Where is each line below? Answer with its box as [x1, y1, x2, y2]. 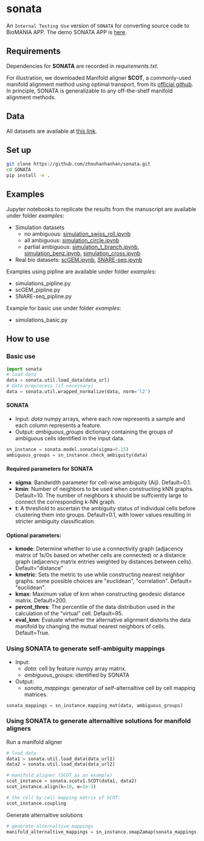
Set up [6, 145, 32, 155]
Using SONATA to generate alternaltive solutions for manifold [6, 717, 191, 725]
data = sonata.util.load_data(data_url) [6, 377, 110, 384]
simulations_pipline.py [15, 280, 71, 287]
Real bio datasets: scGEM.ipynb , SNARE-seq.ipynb [15, 256, 143, 263]
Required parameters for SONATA [6, 465, 93, 473]
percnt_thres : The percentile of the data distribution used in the [15, 603, 175, 611]
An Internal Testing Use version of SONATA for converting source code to [6, 22, 189, 29]
